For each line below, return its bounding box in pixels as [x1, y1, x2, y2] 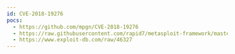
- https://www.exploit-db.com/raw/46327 [13, 36, 133, 43]
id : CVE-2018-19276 [6, 10, 64, 18]
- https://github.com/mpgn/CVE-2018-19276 [13, 23, 139, 30]
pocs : [6, 17, 22, 24]
